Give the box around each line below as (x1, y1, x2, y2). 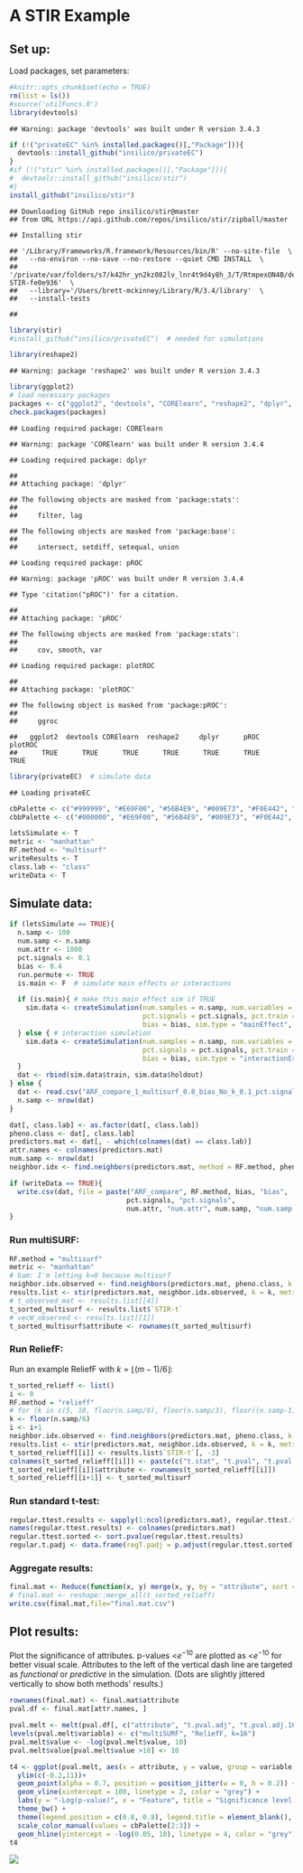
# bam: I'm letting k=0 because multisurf (9, 1271, 171, 1280)
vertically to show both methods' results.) (9, 1679, 164, 1689)
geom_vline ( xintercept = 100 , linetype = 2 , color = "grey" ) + (17, 1787, 260, 1797)
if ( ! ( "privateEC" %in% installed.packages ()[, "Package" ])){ (9, 140, 244, 149)
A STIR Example (9, 5, 131, 26)
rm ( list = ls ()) (9, 91, 70, 100)
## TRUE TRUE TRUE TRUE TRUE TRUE (9, 748, 260, 758)
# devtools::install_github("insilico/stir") (9, 174, 188, 183)
